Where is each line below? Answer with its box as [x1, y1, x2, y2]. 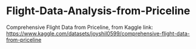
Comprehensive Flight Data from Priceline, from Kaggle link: [6, 24, 154, 31]
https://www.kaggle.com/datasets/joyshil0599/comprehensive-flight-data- [6, 30, 190, 37]
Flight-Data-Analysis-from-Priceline [6, 4, 191, 18]
